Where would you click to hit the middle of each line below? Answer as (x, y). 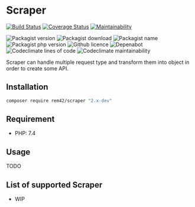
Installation (27, 87)
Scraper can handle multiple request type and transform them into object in (98, 62)
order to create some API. (38, 68)
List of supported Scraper (54, 185)
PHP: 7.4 (25, 133)
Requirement (30, 119)
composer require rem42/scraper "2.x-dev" (59, 101)
